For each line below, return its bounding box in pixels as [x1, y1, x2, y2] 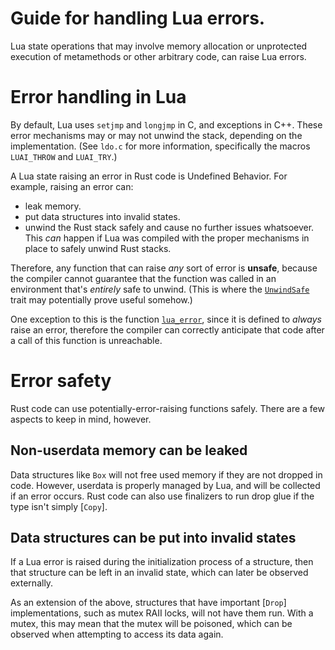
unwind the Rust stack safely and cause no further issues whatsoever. [24, 221, 315, 233]
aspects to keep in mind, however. [10, 413, 152, 425]
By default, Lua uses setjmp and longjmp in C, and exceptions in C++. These [10, 118, 323, 131]
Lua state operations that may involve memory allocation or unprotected [10, 40, 308, 52]
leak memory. [24, 200, 82, 212]
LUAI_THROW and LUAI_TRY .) [10, 150, 118, 162]
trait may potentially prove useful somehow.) [10, 293, 193, 306]
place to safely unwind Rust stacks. [24, 242, 172, 254]
